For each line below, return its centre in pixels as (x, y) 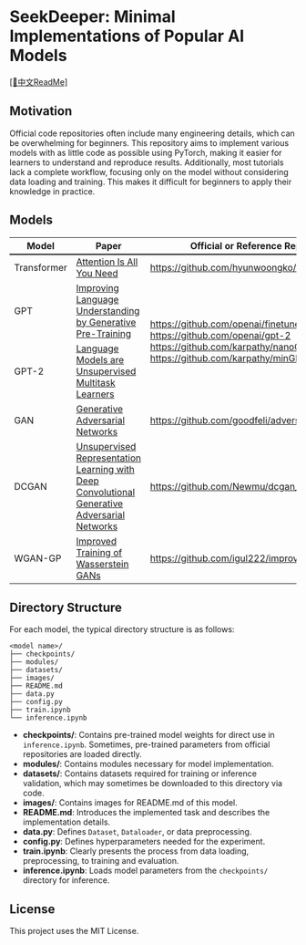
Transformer (41, 267)
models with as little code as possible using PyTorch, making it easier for (146, 152)
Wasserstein (102, 564)
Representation (108, 458)
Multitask (96, 382)
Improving (98, 287)
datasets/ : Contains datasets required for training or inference (140, 774)
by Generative (106, 322)
